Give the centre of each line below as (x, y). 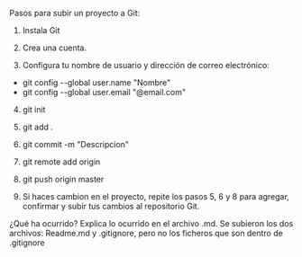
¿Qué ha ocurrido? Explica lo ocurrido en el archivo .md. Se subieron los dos (151, 223)
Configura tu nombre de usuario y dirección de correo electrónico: (146, 65)
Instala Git (41, 30)
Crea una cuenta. (55, 48)
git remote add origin (61, 162)
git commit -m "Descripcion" (75, 144)
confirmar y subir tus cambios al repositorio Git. (111, 206)
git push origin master (63, 179)
